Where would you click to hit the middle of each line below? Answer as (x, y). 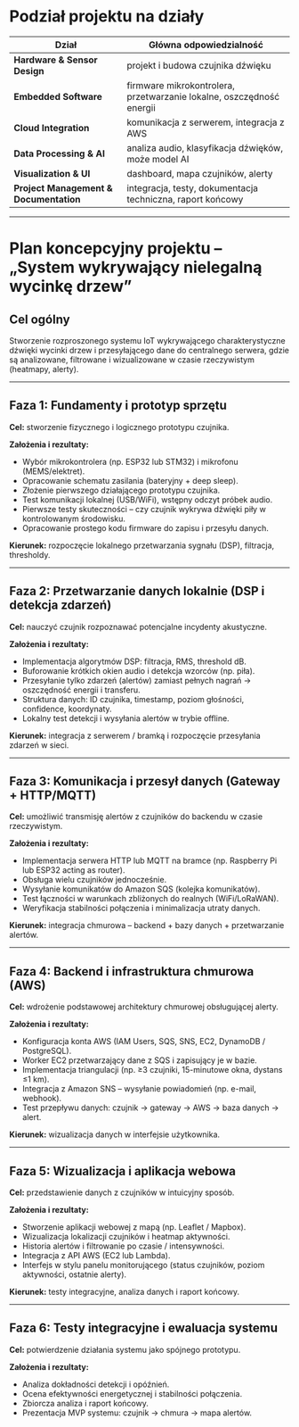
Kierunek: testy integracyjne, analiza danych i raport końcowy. (125, 1292)
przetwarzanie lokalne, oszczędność (203, 96)
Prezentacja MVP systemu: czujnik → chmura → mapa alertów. (137, 1413)
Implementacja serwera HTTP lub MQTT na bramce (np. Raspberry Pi (149, 861)
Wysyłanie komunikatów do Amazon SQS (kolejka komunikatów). (141, 889)
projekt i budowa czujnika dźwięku (199, 65)
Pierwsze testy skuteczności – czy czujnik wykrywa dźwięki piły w (144, 509)
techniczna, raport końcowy (185, 199)
